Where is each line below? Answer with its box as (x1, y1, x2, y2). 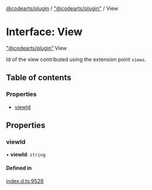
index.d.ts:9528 (6, 177, 44, 184)
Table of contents (6, 73, 71, 83)
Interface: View (6, 26, 83, 38)
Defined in (6, 164, 32, 171)
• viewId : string (6, 151, 46, 158)
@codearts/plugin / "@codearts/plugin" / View (6, 5, 119, 12)
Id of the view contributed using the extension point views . (6, 55, 147, 63)
